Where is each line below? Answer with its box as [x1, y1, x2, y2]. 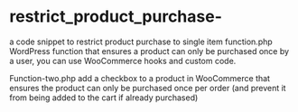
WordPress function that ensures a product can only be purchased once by [9, 45, 290, 56]
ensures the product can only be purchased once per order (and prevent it [9, 82, 286, 93]
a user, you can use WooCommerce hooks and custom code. [9, 55, 237, 66]
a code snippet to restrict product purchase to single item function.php [9, 36, 273, 47]
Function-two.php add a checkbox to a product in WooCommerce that [9, 72, 271, 83]
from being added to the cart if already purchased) [9, 92, 199, 103]
